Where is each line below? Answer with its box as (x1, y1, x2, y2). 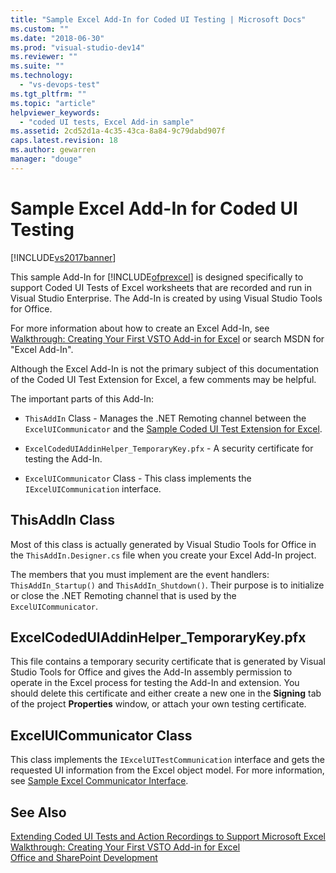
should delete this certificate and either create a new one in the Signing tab (10, 687, 322, 700)
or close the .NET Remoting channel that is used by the (10, 589, 237, 601)
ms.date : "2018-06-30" (10, 33, 105, 43)
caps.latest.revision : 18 (10, 136, 118, 146)
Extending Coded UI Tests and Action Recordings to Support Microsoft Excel (10, 830, 326, 842)
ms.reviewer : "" (10, 52, 78, 62)
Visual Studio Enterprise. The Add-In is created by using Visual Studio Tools (10, 292, 323, 304)
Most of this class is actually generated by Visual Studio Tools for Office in (10, 538, 317, 550)
